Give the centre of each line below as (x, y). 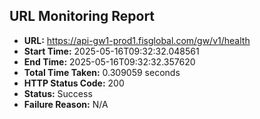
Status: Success (58, 93)
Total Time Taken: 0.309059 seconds (102, 72)
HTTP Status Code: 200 (74, 83)
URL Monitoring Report (82, 16)
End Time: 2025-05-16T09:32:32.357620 (109, 61)
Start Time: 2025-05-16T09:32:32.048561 (111, 51)
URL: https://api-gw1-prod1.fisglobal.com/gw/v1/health (137, 40)
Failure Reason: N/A (66, 104)
